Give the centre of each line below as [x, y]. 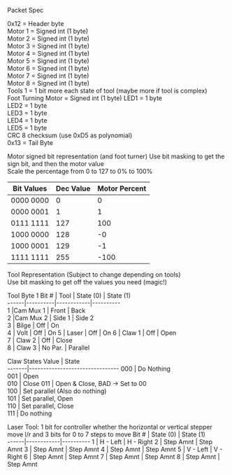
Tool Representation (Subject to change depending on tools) [94, 275]
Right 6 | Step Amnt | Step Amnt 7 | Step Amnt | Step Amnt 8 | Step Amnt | [114, 457]
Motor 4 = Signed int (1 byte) [49, 53]
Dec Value [73, 188]
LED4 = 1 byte [27, 121]
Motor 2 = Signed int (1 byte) [48, 39]
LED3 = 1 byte [27, 113]
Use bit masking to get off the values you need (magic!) [87, 282]
